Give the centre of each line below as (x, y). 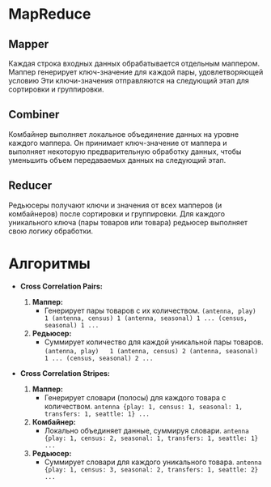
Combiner (34, 115)
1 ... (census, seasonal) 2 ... (99, 358)
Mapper (29, 44)
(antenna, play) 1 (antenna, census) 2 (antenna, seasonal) (151, 351)
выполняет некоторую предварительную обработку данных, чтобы (125, 152)
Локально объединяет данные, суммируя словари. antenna (146, 430)
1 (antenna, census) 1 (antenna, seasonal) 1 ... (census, (146, 318)
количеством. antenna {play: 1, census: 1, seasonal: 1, (143, 406)
